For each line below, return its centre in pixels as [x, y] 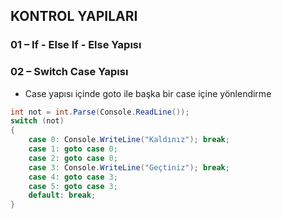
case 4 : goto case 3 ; [73, 177]
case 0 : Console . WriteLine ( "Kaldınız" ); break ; [129, 140]
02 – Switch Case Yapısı [69, 72]
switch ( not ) [37, 121]
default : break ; [62, 195]
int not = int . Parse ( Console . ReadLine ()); [100, 112]
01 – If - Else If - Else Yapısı [76, 45]
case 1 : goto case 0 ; [73, 149]
